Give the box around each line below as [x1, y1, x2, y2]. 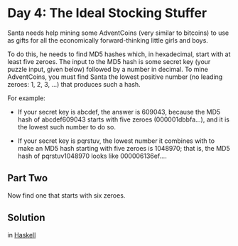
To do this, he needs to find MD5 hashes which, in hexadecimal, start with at [7, 50, 231, 58]
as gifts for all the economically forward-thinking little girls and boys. [7, 36, 208, 44]
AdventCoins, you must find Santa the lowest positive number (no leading [7, 73, 223, 81]
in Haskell [7, 230, 36, 239]
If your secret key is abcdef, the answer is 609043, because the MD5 [17, 107, 221, 116]
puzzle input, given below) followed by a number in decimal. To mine [7, 65, 208, 73]
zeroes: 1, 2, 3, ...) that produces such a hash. [7, 80, 141, 88]
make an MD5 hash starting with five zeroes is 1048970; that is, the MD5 [17, 144, 230, 152]
